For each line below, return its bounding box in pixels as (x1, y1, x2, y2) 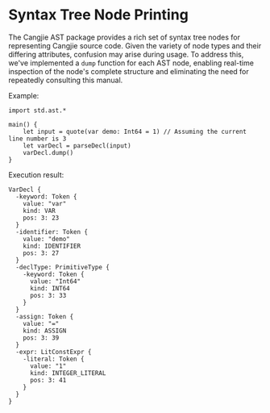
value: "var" (23, 199, 67, 207)
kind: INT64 (29, 284, 70, 292)
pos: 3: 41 (29, 376, 67, 384)
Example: (8, 90, 39, 100)
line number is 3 (8, 135, 67, 143)
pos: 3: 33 (29, 291, 67, 299)
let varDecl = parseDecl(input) (23, 141, 131, 150)
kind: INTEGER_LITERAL (29, 369, 106, 377)
